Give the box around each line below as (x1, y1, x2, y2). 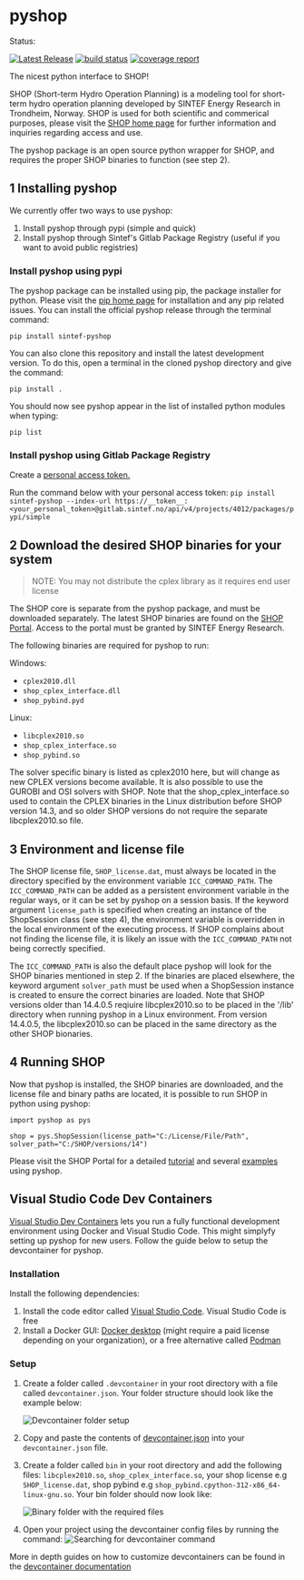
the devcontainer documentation (9, 1561, 132, 1572)
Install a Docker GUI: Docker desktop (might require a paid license (22, 1324, 270, 1335)
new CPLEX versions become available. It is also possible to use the (9, 777, 263, 788)
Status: (9, 35, 36, 46)
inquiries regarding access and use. (9, 126, 143, 137)
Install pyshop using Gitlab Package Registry (9, 448, 211, 461)
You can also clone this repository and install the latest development (9, 347, 265, 359)
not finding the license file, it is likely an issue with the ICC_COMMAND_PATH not (9, 933, 292, 944)
